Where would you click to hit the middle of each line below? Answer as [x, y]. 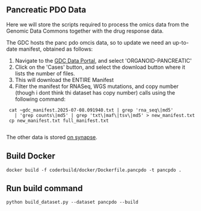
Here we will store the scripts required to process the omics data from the [98, 24]
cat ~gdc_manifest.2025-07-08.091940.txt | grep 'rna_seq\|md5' [91, 110]
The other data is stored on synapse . [52, 137]
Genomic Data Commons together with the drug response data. [85, 31]
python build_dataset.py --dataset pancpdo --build [72, 202]
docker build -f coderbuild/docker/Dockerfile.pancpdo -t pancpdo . [94, 170]
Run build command [45, 188]
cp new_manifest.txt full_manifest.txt [59, 121]
